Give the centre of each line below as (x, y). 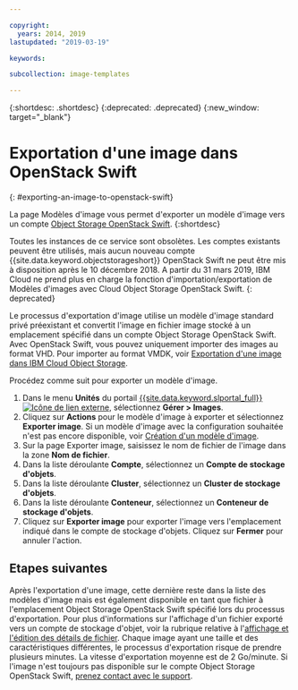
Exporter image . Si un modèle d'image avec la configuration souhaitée (153, 427)
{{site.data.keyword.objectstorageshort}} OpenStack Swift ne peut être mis (148, 260)
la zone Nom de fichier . (66, 455)
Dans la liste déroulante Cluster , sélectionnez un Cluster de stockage (151, 483)
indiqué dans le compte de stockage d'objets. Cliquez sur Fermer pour (153, 531)
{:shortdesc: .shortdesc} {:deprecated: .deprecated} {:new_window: (134, 107)
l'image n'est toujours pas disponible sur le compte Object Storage (132, 666)
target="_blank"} (40, 117)
